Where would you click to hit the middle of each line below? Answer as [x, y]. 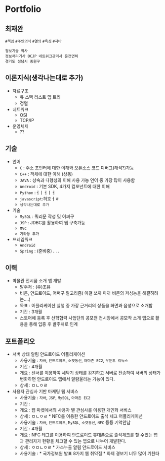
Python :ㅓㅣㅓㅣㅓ [38, 193]
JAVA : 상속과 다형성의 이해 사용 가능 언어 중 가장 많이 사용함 [77, 180]
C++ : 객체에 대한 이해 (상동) [46, 174]
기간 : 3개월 [31, 312]
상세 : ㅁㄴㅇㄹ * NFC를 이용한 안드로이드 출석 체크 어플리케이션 [81, 416]
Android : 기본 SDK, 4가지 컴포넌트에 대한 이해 [65, 186]
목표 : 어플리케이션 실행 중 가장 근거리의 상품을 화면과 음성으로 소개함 [86, 306]
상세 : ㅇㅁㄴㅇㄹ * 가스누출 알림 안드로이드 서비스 [67, 447]
